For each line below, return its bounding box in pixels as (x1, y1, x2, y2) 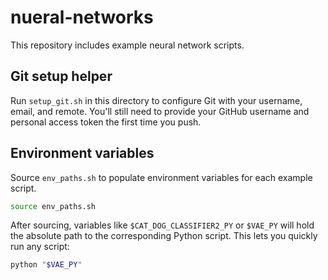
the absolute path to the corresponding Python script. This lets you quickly (10, 230, 318, 242)
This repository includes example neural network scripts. (10, 39, 245, 51)
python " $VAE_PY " (10, 260, 83, 270)
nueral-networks (10, 6, 154, 29)
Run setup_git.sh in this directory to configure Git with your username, (10, 94, 303, 106)
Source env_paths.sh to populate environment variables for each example (10, 171, 313, 183)
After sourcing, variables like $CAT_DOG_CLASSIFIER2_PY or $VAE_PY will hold (10, 219, 315, 231)
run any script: (10, 241, 70, 253)
